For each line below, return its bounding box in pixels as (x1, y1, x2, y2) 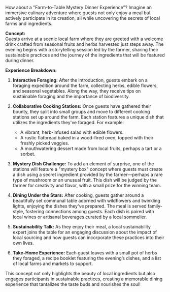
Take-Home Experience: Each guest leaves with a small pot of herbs (12, 250, 157, 256)
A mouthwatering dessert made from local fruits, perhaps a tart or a (20, 145, 162, 152)
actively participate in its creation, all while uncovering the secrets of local (5, 15, 160, 21)
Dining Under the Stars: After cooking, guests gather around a (12, 192, 144, 198)
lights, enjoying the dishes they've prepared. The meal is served (12, 203, 147, 209)
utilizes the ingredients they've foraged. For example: (12, 120, 124, 125)
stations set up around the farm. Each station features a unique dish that (12, 114, 164, 120)
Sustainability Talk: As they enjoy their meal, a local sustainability (12, 224, 151, 229)
